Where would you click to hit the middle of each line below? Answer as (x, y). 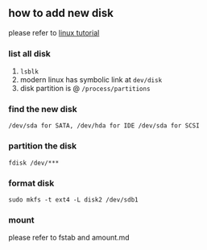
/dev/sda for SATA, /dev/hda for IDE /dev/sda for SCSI (104, 126)
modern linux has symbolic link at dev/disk (91, 80)
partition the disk (43, 146)
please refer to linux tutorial (54, 32)
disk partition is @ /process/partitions (85, 89)
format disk (31, 183)
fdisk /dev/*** (34, 163)
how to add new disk (61, 13)
